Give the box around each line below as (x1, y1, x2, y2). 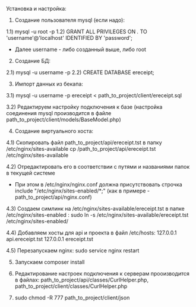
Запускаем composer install (14, 258, 85, 265)
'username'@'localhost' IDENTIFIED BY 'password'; (6, 34, 132, 41)
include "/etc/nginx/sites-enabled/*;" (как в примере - (14, 187, 150, 194)
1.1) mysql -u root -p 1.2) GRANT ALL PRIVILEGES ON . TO (6, 28, 147, 35)
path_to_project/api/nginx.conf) (14, 194, 92, 201)
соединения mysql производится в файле (6, 110, 112, 116)
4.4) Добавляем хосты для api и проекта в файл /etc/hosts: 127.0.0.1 (6, 229, 177, 236)
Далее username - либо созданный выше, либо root (14, 46, 147, 53)
